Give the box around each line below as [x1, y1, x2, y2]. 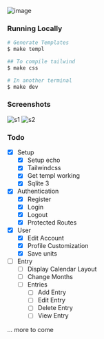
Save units [27, 249, 57, 258]
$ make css [7, 64, 39, 72]
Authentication [17, 187, 59, 196]
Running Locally [7, 23, 63, 33]
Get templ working [27, 172, 81, 180]
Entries [27, 280, 48, 289]
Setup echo [27, 156, 61, 165]
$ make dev [7, 83, 39, 90]
